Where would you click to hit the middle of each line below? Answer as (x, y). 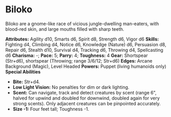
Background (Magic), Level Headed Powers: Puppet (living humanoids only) (86, 66)
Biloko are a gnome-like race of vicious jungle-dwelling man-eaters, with (82, 24)
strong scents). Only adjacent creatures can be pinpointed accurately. (87, 103)
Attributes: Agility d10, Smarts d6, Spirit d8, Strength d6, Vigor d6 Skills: (82, 39)
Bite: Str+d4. (26, 82)
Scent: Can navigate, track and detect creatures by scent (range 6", (84, 92)
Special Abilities (23, 72)
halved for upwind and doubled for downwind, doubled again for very (86, 98)
